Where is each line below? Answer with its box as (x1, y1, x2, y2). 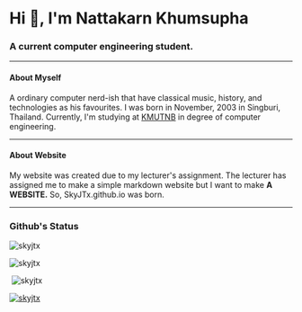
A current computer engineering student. (9, 40, 193, 53)
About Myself (9, 72, 62, 84)
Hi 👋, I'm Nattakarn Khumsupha (9, 8, 249, 29)
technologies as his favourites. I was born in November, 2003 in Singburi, (9, 102, 281, 112)
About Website (9, 150, 67, 161)
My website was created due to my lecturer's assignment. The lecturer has (9, 170, 287, 181)
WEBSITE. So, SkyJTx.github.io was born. (9, 189, 164, 200)
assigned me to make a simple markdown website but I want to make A (9, 179, 272, 190)
